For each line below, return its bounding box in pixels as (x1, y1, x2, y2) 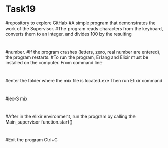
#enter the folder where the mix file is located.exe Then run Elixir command (5, 78, 163, 84)
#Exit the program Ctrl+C (5, 136, 58, 143)
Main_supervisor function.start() (5, 118, 73, 125)
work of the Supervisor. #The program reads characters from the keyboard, (5, 25, 163, 31)
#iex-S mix (5, 95, 28, 102)
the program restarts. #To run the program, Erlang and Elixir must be (5, 54, 149, 60)
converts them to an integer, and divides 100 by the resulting (5, 31, 132, 37)
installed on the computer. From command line (5, 60, 103, 66)
